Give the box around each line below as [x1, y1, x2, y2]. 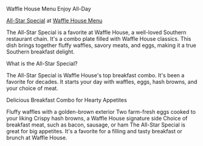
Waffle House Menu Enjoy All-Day [6, 5, 91, 12]
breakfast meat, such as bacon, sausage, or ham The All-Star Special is [6, 121, 185, 128]
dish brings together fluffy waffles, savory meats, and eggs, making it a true [6, 42, 196, 49]
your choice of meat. [6, 85, 59, 92]
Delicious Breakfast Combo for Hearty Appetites [6, 97, 128, 103]
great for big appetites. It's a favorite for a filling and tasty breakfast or [6, 128, 182, 134]
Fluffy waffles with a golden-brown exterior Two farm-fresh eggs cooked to [6, 108, 196, 115]
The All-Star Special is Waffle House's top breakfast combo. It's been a [6, 72, 185, 78]
